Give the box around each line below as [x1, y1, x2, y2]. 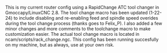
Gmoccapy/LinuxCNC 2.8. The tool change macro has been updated [5, 10, 148, 16]
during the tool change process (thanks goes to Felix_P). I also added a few [5, 20, 162, 26]
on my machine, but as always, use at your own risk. [5, 42, 115, 47]
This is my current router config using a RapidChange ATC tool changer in [5, 5, 159, 10]
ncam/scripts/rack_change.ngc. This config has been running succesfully [5, 36, 159, 42]
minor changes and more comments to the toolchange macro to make [5, 26, 151, 32]
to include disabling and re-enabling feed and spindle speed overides [13, 15, 158, 21]
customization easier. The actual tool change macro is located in [5, 31, 140, 37]
